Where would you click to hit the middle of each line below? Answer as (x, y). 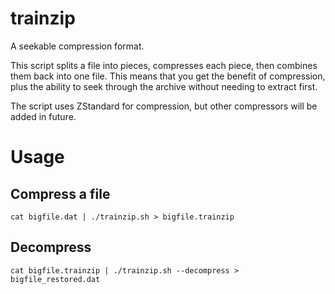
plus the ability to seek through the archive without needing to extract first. (164, 86)
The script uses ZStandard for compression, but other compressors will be (164, 106)
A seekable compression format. (77, 46)
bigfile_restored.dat (55, 279)
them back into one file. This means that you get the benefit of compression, (168, 76)
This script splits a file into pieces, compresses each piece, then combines (164, 65)
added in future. (43, 116)
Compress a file (60, 193)
